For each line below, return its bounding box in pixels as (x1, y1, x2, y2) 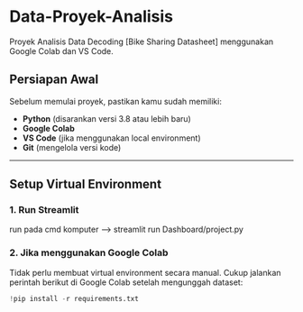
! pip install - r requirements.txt (9, 294, 140, 303)
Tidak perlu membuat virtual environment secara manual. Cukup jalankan (9, 267, 281, 278)
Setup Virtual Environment (9, 177, 162, 192)
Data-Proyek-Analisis (9, 6, 174, 27)
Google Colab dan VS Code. (9, 45, 115, 56)
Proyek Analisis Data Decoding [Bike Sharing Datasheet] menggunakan (9, 36, 274, 47)
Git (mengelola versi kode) (22, 142, 122, 152)
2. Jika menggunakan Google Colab (9, 246, 169, 259)
